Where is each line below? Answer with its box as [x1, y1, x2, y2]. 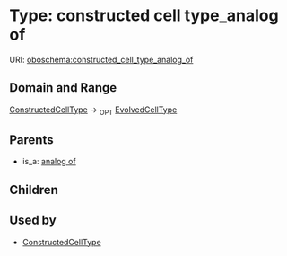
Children [9, 181, 58, 198]
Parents [9, 132, 54, 147]
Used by [9, 213, 57, 228]
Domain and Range [9, 80, 117, 95]
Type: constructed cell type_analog [9, 5, 280, 26]
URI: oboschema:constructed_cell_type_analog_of [9, 54, 194, 65]
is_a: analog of [22, 156, 76, 167]
